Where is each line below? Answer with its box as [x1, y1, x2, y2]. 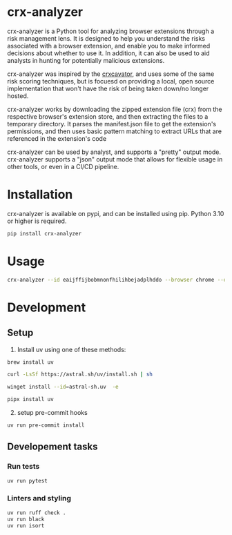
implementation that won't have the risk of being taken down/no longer [7, 84, 209, 93]
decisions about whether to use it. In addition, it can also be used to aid [7, 49, 210, 57]
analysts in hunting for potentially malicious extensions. [7, 56, 165, 64]
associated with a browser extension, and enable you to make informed [7, 41, 211, 50]
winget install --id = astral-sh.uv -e [7, 384, 119, 391]
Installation [7, 187, 73, 202]
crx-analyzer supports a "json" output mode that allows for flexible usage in [7, 155, 223, 163]
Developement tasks [7, 441, 98, 453]
